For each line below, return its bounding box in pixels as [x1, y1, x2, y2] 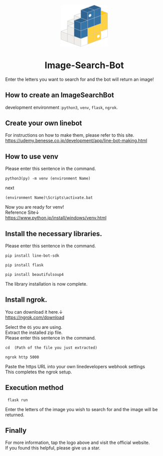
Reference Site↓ [5, 209, 40, 215]
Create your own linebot [5, 119, 82, 127]
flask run [7, 397, 28, 403]
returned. [5, 412, 25, 418]
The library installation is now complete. [5, 281, 88, 287]
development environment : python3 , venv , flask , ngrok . [5, 104, 118, 110]
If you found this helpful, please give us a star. [5, 445, 101, 451]
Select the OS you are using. [5, 324, 63, 330]
